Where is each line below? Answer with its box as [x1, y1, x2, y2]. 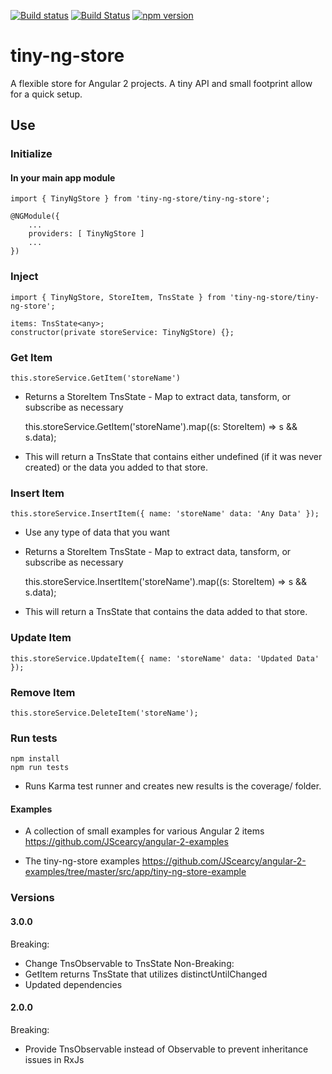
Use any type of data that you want [24, 526, 170, 539]
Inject [10, 270, 39, 284]
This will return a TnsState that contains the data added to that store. [24, 606, 308, 618]
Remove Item [10, 685, 76, 699]
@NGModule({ [10, 211, 60, 222]
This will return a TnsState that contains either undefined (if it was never [24, 451, 323, 463]
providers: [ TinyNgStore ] [28, 229, 145, 239]
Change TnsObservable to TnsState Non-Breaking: [24, 957, 235, 969]
